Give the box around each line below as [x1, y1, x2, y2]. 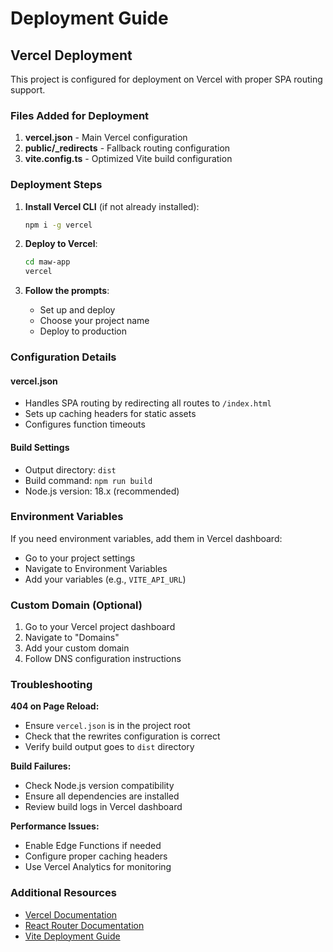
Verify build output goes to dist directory [24, 741, 195, 753]
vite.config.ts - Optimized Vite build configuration [24, 153, 233, 165]
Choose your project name [39, 315, 150, 327]
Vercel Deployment [10, 47, 133, 64]
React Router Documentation [24, 919, 145, 931]
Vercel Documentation [24, 908, 118, 921]
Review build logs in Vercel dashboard [24, 801, 183, 813]
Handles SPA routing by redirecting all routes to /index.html [24, 397, 272, 409]
